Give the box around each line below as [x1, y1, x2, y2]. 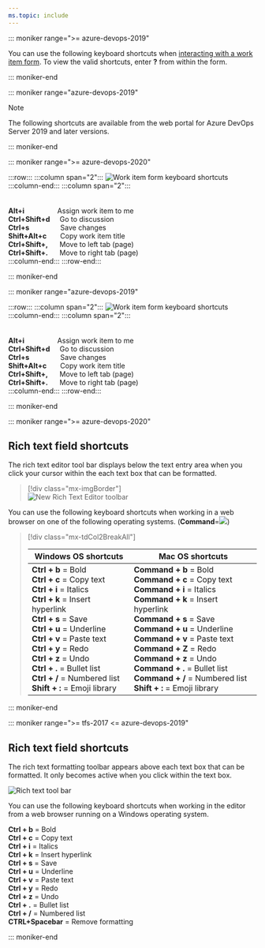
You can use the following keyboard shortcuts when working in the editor [8, 801, 246, 811]
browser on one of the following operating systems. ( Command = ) [8, 517, 230, 526]
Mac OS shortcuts [159, 551, 229, 562]
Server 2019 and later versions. [8, 126, 110, 136]
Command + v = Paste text [133, 633, 234, 644]
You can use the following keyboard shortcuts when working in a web [8, 508, 234, 517]
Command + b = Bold [133, 564, 215, 575]
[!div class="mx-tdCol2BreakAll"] [27, 532, 136, 541]
